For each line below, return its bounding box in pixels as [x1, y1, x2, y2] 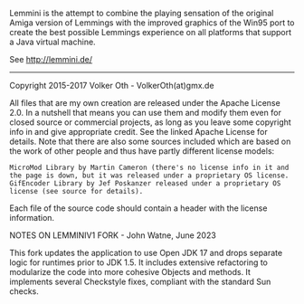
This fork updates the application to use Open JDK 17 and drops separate [9, 248, 283, 258]
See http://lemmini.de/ [9, 54, 93, 64]
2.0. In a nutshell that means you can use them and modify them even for [9, 108, 282, 118]
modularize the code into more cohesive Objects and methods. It [9, 267, 252, 277]
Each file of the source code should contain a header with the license [9, 203, 268, 214]
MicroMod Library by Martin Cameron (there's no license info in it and [9, 163, 290, 172]
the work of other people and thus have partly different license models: [9, 146, 275, 157]
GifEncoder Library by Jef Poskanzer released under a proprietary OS [9, 179, 281, 188]
